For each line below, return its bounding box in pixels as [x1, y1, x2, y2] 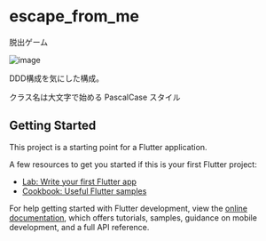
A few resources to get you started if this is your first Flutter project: [9, 158, 257, 170]
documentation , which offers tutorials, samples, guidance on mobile [9, 212, 257, 223]
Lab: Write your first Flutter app [21, 176, 137, 187]
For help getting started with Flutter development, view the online [9, 203, 248, 213]
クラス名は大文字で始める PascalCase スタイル [9, 92, 181, 102]
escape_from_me [9, 6, 140, 27]
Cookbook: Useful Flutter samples [21, 185, 147, 197]
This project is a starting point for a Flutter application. [9, 141, 207, 152]
